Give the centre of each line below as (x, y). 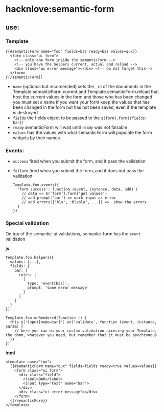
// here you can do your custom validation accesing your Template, (86, 331)
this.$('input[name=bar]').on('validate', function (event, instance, (83, 322)
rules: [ (27, 275)
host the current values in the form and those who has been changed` (83, 96)
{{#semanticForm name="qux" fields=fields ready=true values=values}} (83, 366)
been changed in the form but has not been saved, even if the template (84, 107)
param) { (14, 327)
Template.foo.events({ (36, 185)
